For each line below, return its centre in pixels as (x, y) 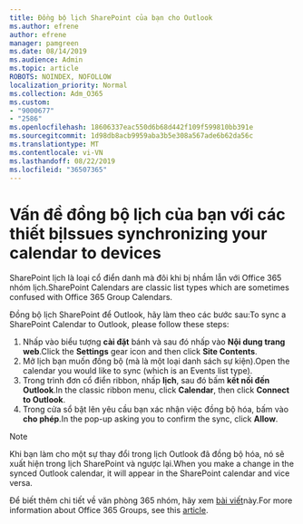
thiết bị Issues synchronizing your (138, 233)
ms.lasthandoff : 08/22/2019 (63, 161)
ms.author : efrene (44, 26)
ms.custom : (30, 102)
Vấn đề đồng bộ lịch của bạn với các (147, 214)
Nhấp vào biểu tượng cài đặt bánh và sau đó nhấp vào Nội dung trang (154, 342)
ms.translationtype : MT (54, 144)
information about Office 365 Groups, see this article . (109, 510)
